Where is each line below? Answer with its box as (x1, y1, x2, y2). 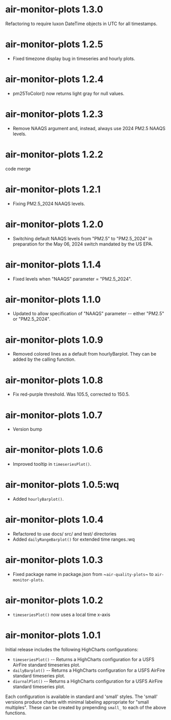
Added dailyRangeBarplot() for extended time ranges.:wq (12, 537, 135, 543)
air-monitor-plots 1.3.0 (5, 4, 104, 15)
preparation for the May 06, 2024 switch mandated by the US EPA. (12, 241, 153, 247)
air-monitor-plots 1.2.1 (5, 183, 101, 195)
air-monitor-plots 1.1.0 (5, 294, 101, 305)
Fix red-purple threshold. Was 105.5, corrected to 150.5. (12, 391, 130, 398)
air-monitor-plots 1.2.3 (5, 109, 104, 120)
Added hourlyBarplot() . (12, 496, 64, 502)
